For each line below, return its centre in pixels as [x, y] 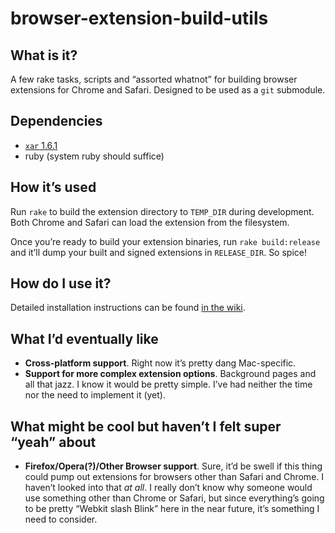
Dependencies [56, 121]
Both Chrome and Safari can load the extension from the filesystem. [150, 222]
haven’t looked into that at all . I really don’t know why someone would [168, 488]
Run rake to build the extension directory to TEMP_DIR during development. [162, 211]
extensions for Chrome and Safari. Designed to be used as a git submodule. [168, 90]
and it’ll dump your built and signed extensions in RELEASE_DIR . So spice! [158, 252]
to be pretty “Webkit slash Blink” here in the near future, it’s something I [172, 509]
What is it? [44, 55]
